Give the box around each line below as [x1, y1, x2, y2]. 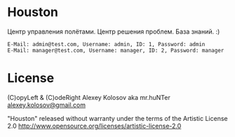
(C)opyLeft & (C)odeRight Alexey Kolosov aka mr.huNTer [7, 93, 170, 101]
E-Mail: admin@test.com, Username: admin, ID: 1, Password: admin [7, 41, 206, 48]
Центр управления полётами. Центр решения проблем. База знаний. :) [7, 27, 220, 36]
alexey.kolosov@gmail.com [7, 101, 86, 109]
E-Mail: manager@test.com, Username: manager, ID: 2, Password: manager [7, 47, 224, 54]
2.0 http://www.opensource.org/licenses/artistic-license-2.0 [7, 122, 182, 130]
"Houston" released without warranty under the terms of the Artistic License [7, 114, 228, 122]
